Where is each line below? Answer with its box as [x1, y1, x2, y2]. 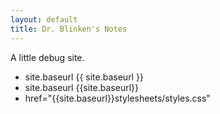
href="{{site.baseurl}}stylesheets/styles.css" [24, 92, 211, 104]
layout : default [10, 14, 78, 25]
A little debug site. [10, 51, 85, 63]
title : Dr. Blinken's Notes [10, 24, 128, 34]
